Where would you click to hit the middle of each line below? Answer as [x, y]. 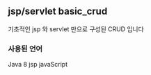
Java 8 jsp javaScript [38, 65]
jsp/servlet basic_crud [58, 11]
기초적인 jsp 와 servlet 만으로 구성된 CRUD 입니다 [76, 29]
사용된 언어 [25, 49]
